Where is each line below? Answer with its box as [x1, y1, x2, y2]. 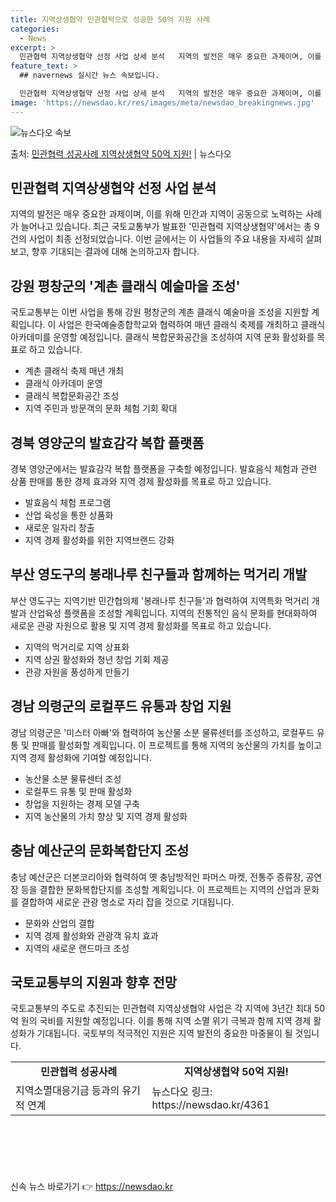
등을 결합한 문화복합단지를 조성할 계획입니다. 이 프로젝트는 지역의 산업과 [20, 883, 302, 895]
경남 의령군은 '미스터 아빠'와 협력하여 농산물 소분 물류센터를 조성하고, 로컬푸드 [10, 726, 315, 738]
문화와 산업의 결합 [24, 917, 95, 929]
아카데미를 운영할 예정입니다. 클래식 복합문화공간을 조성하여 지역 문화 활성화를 [10, 331, 315, 343]
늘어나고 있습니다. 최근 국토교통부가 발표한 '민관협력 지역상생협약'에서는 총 [20, 221, 312, 233]
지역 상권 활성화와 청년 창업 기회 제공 [24, 653, 170, 665]
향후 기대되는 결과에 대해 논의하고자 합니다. [31, 246, 200, 258]
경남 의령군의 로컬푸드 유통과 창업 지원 [10, 698, 232, 715]
